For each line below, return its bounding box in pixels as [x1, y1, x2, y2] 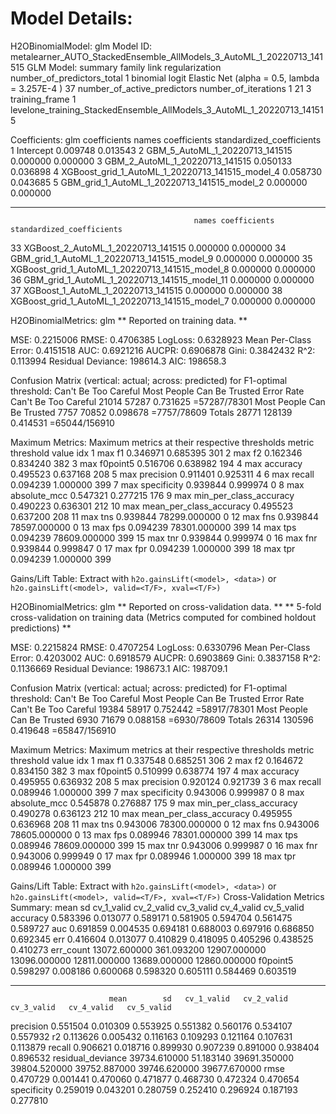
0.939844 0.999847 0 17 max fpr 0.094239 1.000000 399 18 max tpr [10, 542, 296, 554]
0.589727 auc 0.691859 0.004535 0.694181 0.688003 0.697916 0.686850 [10, 922, 315, 934]
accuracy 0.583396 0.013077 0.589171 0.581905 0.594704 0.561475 [10, 912, 293, 924]
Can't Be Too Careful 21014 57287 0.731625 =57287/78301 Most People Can [10, 395, 326, 407]
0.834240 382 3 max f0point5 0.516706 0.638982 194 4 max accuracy [10, 457, 303, 469]
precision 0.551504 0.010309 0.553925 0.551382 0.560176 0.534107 [10, 1020, 293, 1032]
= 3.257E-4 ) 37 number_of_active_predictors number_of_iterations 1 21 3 [10, 82, 312, 94]
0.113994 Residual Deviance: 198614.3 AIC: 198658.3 [10, 355, 227, 367]
